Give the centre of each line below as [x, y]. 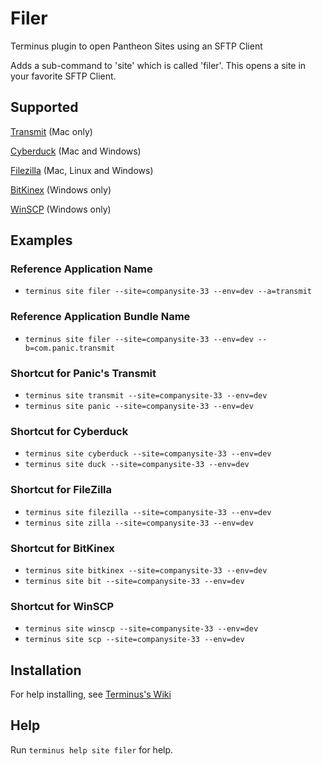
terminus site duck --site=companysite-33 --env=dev [137, 465]
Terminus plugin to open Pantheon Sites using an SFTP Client [136, 46]
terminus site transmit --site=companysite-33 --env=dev [146, 396]
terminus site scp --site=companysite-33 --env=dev [134, 640]
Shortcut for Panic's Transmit [83, 373]
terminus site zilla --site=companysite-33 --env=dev [139, 523]
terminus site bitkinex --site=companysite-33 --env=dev [146, 570]
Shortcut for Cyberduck [69, 431]
